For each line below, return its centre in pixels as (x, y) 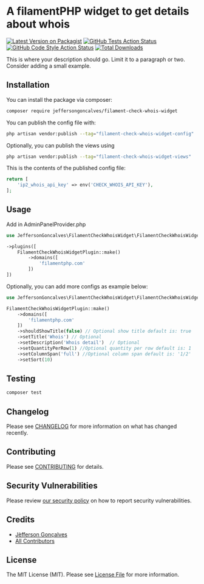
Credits (21, 520)
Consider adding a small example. (49, 66)
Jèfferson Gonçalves (41, 534)
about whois (38, 24)
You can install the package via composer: (59, 99)
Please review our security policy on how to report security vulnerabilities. (99, 500)
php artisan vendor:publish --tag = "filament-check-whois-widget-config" (100, 134)
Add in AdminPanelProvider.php (46, 224)
